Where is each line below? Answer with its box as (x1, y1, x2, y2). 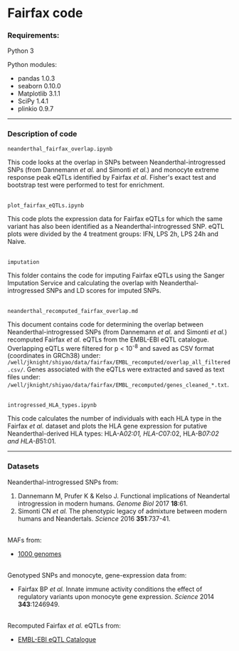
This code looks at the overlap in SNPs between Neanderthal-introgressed (7, 158, 226, 166)
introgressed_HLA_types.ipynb (7, 401, 97, 409)
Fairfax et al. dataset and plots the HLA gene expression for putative (7, 422, 208, 431)
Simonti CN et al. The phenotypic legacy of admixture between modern (17, 506, 228, 515)
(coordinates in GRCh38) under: (7, 352, 101, 360)
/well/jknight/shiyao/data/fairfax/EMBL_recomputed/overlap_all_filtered (7, 359, 231, 366)
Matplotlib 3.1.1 (17, 89, 60, 98)
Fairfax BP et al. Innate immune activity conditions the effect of (17, 585, 203, 593)
